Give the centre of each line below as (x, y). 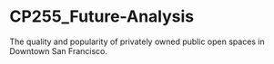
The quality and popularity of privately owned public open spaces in (137, 41)
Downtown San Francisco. (58, 50)
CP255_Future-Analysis (102, 17)
